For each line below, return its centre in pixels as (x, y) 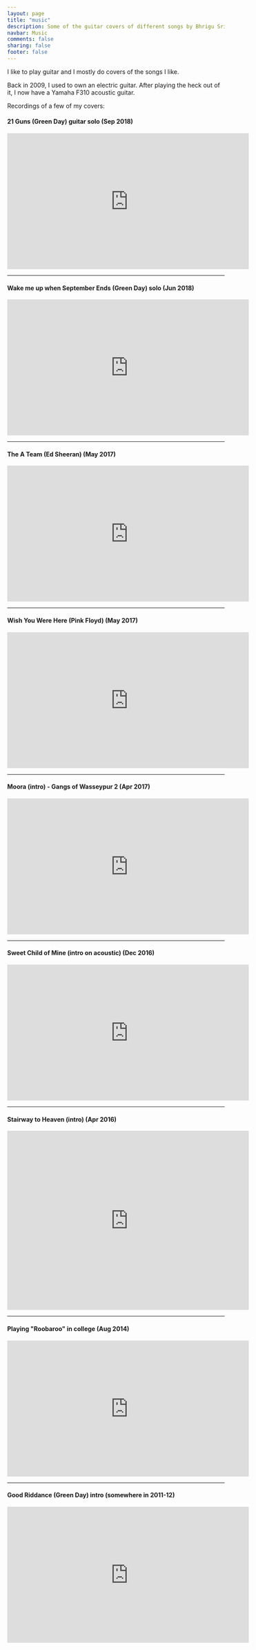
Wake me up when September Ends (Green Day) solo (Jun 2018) (101, 288)
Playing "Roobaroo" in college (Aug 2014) (68, 1328)
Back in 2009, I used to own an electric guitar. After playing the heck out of (114, 85)
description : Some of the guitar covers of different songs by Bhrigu (111, 26)
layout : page (26, 13)
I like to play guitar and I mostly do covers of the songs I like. (93, 71)
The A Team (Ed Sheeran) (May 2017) (61, 454)
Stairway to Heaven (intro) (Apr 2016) (62, 1119)
